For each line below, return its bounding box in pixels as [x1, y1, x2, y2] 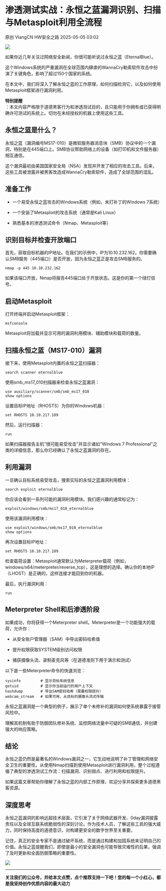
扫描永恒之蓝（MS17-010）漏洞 [5, 346, 102, 355]
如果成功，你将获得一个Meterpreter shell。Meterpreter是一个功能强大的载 [5, 619, 156, 625]
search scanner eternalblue [5, 370, 63, 375]
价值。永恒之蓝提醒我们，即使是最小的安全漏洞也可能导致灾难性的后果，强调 [5, 844, 161, 850]
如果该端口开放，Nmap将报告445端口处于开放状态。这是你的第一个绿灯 [5, 275, 151, 281]
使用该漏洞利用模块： [5, 515, 48, 521]
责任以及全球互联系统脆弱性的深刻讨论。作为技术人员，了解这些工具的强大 [5, 821, 157, 827]
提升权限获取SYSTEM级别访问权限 [12, 647, 83, 652]
